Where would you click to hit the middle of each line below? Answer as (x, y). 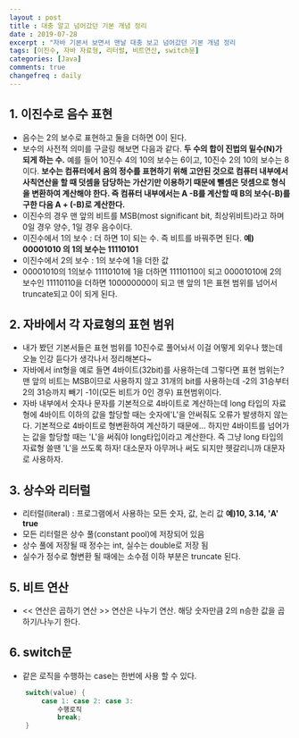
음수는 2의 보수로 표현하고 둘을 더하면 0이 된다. (104, 137)
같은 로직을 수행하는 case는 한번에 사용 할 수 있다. (109, 675)
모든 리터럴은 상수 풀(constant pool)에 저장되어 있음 (113, 534)
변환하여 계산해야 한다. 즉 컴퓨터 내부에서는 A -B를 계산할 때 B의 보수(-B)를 (161, 193)
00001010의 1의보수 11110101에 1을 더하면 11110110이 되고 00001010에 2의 (152, 271)
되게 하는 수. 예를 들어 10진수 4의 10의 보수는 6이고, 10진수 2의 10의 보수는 (152, 159)
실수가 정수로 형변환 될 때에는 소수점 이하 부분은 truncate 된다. (131, 557)
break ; (69, 717)
